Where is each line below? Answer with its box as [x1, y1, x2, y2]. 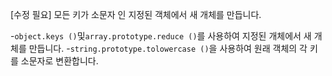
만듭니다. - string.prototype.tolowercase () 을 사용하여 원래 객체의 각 [28, 43, 308, 54]
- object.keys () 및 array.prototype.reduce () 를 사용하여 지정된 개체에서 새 [10, 30, 312, 42]
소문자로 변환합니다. [20, 55, 99, 67]
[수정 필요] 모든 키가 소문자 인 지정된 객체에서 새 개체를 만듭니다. [10, 9, 262, 20]
